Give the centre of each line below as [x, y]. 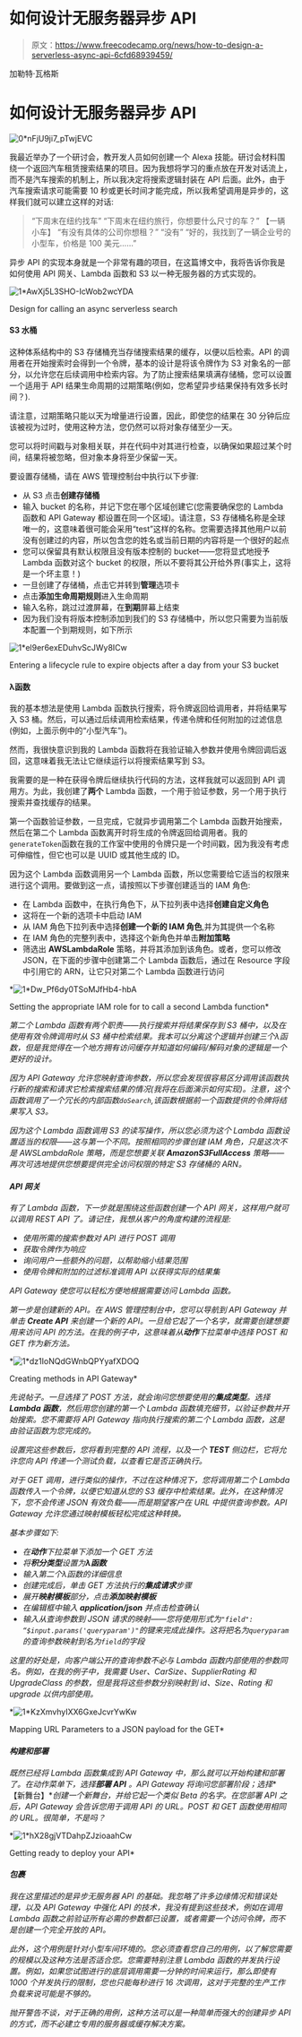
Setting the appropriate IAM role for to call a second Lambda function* [139, 1007]
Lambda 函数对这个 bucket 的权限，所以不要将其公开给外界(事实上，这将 [156, 563]
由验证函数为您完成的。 [52, 1431]
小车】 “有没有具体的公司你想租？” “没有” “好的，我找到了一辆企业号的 [161, 232]
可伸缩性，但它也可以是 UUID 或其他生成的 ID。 [97, 855]
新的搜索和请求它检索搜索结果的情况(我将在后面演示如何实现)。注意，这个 [153, 1089]
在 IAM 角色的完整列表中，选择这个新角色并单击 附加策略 [126, 938]
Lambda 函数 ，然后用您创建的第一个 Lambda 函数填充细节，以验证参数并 [146, 1409]
